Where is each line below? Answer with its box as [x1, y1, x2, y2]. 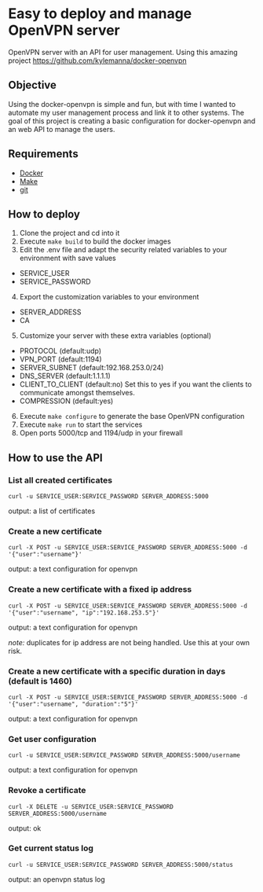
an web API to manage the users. [8, 124, 115, 134]
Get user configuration [8, 733, 97, 744]
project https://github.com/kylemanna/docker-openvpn [8, 56, 187, 65]
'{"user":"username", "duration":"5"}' [8, 700, 139, 708]
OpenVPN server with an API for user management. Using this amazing [8, 47, 238, 57]
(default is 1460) [8, 675, 72, 686]
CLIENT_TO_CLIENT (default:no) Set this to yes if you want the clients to [19, 380, 253, 389]
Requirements [8, 147, 79, 161]
